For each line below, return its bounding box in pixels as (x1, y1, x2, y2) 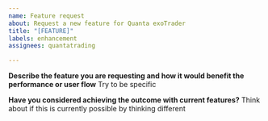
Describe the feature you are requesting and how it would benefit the (8, 71, 245, 81)
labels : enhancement (8, 34, 78, 43)
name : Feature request (8, 11, 85, 20)
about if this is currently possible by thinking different (8, 104, 186, 114)
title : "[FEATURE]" (8, 27, 74, 35)
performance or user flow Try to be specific (8, 80, 157, 90)
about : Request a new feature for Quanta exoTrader (8, 19, 186, 27)
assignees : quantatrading (8, 42, 95, 50)
